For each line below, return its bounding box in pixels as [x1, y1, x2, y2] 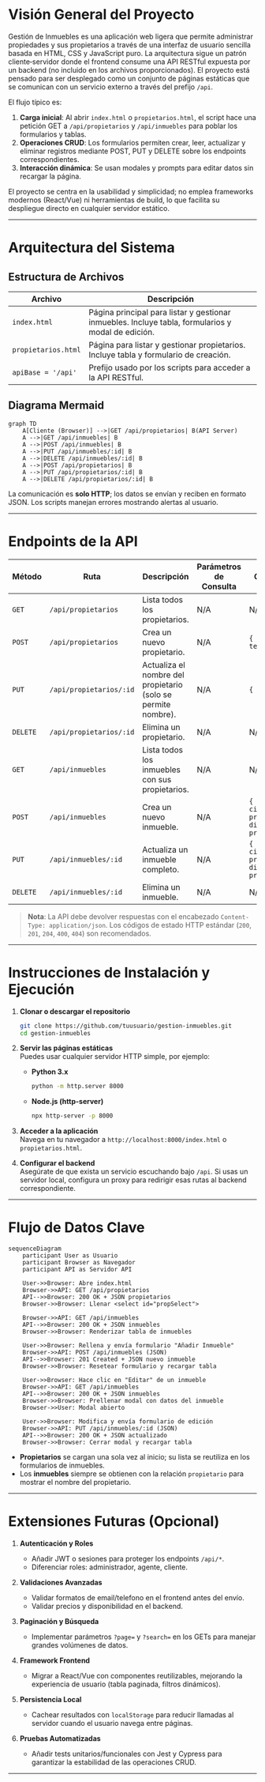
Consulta [201, 581, 237, 592]
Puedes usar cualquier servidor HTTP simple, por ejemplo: [19, 1052, 211, 1061]
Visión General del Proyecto [8, 6, 195, 24]
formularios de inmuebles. [19, 1460, 105, 1471]
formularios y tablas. [19, 129, 87, 139]
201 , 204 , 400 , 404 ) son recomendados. [27, 929, 151, 938]
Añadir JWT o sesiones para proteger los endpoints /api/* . [31, 1554, 225, 1563]
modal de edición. [88, 326, 155, 337]
